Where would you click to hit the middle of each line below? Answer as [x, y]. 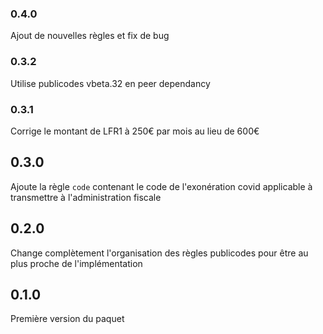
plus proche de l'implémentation [76, 263]
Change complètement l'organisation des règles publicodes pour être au [159, 253]
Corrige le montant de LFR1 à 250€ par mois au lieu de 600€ [135, 131]
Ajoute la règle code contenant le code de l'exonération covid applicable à [161, 186]
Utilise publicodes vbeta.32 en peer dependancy [110, 83]
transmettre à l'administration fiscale [86, 197]
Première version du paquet [67, 319]
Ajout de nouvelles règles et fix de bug [90, 36]
